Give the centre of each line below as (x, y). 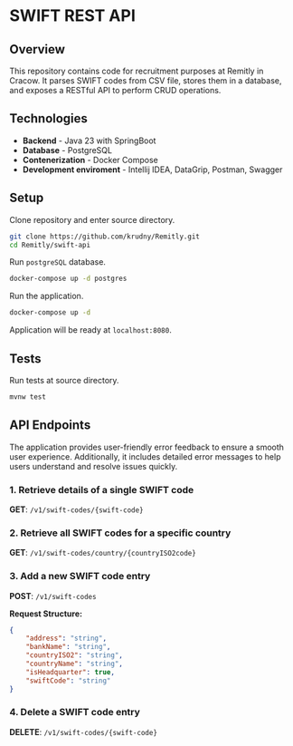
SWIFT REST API (72, 16)
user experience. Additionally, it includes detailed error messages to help (145, 456)
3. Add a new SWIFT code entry (80, 576)
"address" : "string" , (66, 639)
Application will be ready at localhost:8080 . (90, 330)
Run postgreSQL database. (58, 262)
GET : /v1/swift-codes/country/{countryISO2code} (103, 553)
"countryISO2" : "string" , (75, 655)
